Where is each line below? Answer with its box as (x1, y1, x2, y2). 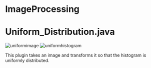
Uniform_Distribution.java (5, 26, 115, 38)
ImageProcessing (5, 3, 80, 15)
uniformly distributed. (5, 58, 49, 64)
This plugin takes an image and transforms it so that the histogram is (5, 52, 146, 58)
